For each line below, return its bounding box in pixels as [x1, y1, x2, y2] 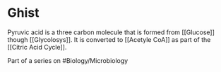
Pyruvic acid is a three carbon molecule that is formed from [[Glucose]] [7, 28, 215, 36]
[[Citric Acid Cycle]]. [7, 43, 67, 51]
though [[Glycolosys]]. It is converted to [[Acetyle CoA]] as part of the [7, 35, 211, 43]
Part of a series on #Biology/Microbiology [7, 56, 129, 64]
